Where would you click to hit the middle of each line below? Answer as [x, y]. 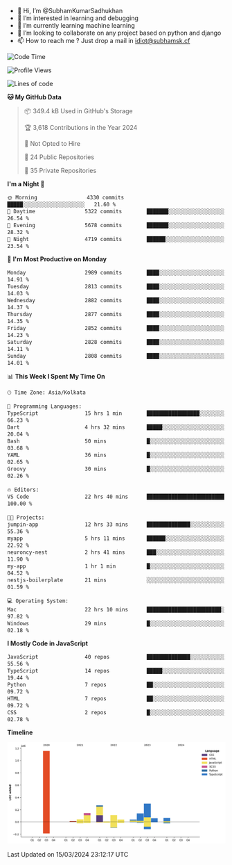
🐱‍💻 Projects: [26, 518]
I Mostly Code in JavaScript [48, 643]
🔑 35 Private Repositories [60, 171]
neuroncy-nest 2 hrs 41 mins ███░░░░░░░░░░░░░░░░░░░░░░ [116, 552]
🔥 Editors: [23, 490]
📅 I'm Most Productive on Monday [57, 259]
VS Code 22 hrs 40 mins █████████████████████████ [116, 497]
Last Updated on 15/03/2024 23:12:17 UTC [68, 854]
